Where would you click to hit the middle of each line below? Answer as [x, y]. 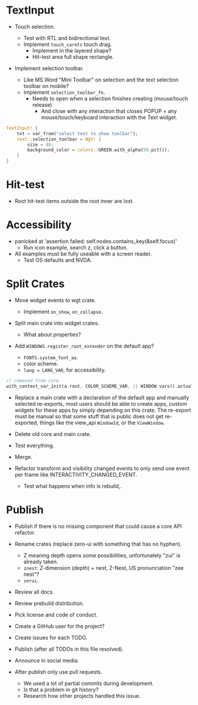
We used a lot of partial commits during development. [89, 683]
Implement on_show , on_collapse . [63, 311]
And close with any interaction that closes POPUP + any [109, 111]
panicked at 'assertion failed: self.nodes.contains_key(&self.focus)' [96, 241]
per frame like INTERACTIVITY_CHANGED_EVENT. [76, 474]
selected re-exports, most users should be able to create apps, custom [101, 404]
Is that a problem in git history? [61, 689]
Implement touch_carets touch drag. [67, 44]
